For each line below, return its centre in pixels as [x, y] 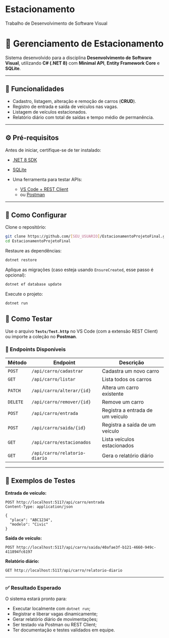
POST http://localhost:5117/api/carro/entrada [55, 502]
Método [17, 362]
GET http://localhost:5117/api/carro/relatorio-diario [64, 570]
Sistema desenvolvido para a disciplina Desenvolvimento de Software [78, 58]
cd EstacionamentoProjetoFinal [38, 241]
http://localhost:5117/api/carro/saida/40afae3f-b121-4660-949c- [86, 547]
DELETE [16, 402]
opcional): [16, 275]
